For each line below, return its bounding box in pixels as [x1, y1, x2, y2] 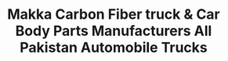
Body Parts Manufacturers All [15, 22, 212, 40]
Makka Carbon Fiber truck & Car [6, 5, 221, 23]
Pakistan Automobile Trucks [20, 39, 208, 56]
